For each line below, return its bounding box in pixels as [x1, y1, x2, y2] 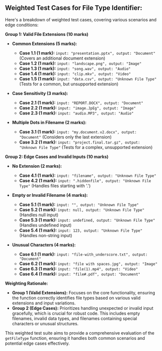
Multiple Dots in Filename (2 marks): [12, 119, 87, 125]
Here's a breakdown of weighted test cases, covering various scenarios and [5, 16, 157, 22]
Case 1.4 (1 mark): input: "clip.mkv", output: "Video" [19, 70, 131, 77]
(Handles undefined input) [19, 222, 72, 228]
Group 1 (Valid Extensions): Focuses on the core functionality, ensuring [12, 289, 155, 295]
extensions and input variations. [12, 300, 76, 306]
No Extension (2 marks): [12, 163, 62, 169]
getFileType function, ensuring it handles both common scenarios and [5, 335, 145, 341]
